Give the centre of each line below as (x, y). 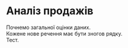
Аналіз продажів (50, 11)
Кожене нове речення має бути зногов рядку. (64, 33)
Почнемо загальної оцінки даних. (48, 27)
